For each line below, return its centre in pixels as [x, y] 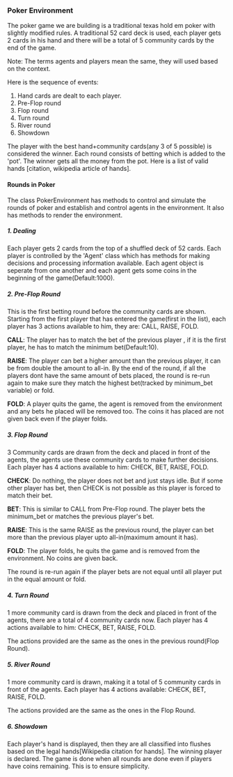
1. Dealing [22, 231]
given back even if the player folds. [57, 419]
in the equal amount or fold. [47, 579]
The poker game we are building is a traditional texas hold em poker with [111, 26]
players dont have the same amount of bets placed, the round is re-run [109, 376]
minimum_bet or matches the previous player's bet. [81, 516]
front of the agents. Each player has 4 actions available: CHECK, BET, [107, 690]
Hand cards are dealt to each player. [69, 96]
